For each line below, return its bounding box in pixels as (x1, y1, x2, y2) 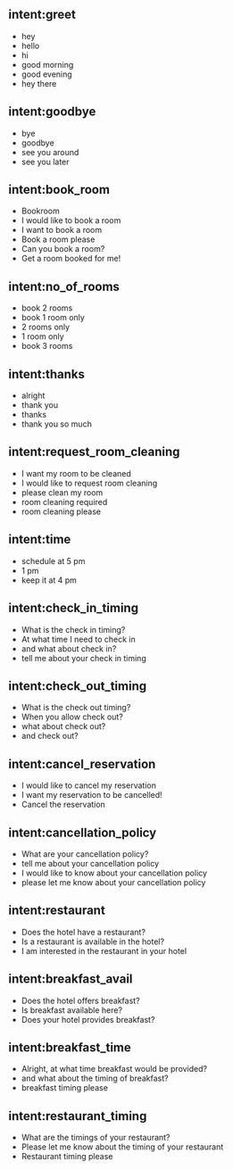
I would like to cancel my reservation (21, 780, 157, 791)
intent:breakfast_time (8, 1040, 131, 1055)
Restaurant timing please (21, 1151, 113, 1162)
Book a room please (21, 234, 96, 245)
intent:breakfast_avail (8, 972, 133, 987)
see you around (21, 146, 79, 157)
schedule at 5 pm (21, 555, 86, 566)
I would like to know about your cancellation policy (21, 867, 207, 878)
